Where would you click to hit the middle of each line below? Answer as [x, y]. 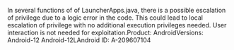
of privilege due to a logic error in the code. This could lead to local [105, 18]
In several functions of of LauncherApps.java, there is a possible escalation [117, 10]
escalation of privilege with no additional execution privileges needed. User [117, 25]
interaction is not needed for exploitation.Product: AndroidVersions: [105, 32]
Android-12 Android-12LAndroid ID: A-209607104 [79, 40]
